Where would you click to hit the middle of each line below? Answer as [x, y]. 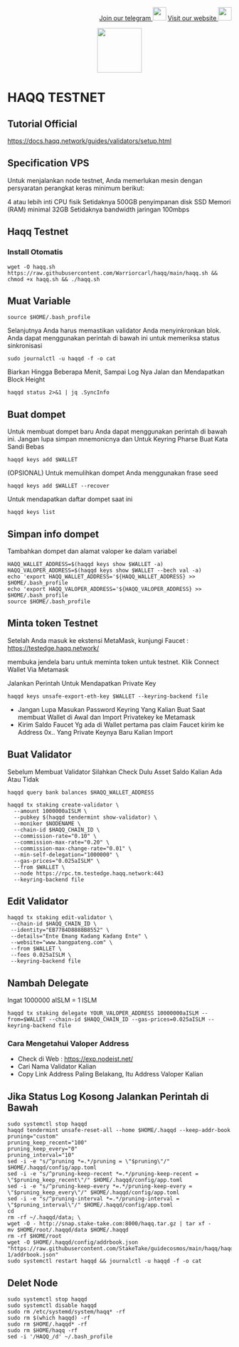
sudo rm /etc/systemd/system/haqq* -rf [67, 1312]
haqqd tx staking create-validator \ [63, 804]
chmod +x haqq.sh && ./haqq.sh [54, 279]
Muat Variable [39, 301]
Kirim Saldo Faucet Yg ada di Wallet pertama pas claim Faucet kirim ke [121, 724]
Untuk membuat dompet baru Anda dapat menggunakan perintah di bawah [117, 431]
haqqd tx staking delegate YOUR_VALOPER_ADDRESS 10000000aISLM [103, 1013]
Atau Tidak [23, 779]
